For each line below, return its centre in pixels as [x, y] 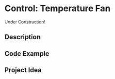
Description [23, 37]
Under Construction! [25, 22]
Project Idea [23, 70]
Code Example [27, 54]
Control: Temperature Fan [57, 8]
